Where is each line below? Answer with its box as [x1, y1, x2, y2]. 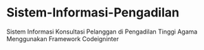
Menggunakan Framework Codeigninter [6, 34, 120, 42]
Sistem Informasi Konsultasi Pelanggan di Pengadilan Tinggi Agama [6, 27, 198, 36]
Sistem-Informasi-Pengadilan [6, 5, 180, 21]
